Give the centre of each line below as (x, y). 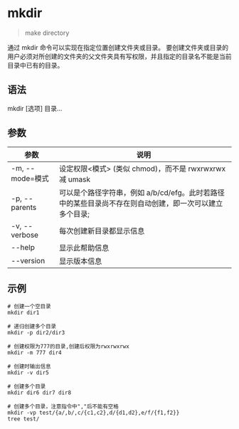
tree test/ (23, 419)
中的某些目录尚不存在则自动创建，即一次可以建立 (141, 203)
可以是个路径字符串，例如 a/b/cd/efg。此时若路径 (142, 192)
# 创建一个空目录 (29, 307)
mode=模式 (30, 178)
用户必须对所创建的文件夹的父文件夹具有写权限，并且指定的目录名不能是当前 (119, 56)
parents (24, 207)
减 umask (75, 179)
